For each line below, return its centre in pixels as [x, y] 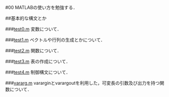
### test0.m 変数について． [33, 29]
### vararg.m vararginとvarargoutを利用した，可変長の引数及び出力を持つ [82, 83]
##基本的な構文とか [26, 18]
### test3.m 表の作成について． [38, 61]
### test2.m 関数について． [33, 51]
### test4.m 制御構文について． [38, 72]
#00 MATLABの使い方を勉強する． [41, 7]
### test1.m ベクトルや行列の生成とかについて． [55, 40]
